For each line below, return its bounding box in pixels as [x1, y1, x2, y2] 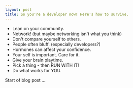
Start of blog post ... [5, 77, 46, 83]
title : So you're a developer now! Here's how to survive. [5, 12, 129, 17]
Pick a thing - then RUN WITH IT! [12, 62, 79, 68]
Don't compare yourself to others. [12, 36, 81, 42]
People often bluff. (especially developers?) [12, 41, 101, 47]
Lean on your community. [12, 25, 65, 31]
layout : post [5, 7, 32, 12]
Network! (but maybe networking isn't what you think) [12, 31, 122, 37]
